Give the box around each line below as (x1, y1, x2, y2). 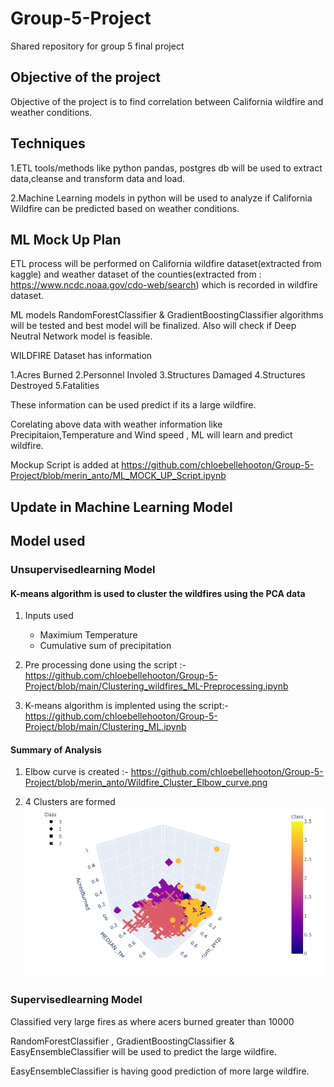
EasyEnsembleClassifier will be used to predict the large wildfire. (10, 1045, 277, 1057)
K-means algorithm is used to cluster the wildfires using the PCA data (10, 587, 306, 599)
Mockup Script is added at (10, 459, 120, 471)
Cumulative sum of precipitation (39, 640, 172, 652)
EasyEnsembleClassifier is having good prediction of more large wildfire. (10, 1065, 310, 1077)
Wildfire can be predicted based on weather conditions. (10, 202, 240, 214)
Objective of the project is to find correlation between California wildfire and (10, 95, 324, 107)
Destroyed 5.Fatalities (10, 380, 100, 392)
